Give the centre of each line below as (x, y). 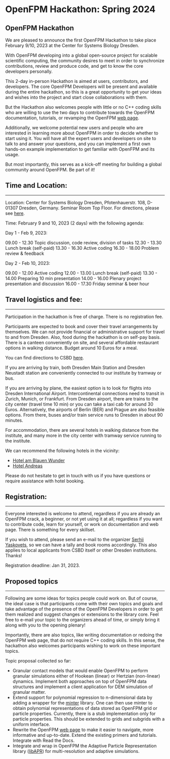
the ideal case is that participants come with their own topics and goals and (84, 604)
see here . (15, 213)
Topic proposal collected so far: (38, 661)
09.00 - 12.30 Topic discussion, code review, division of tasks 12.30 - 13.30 (83, 242)
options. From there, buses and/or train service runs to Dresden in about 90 (84, 415)
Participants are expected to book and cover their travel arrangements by (82, 326)
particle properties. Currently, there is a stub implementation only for (84, 713)
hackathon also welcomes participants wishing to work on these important (83, 646)
